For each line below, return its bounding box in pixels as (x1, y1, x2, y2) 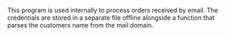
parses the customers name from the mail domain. (7, 21, 154, 29)
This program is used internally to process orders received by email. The (7, 6, 219, 14)
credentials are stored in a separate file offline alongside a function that (7, 13, 215, 22)
